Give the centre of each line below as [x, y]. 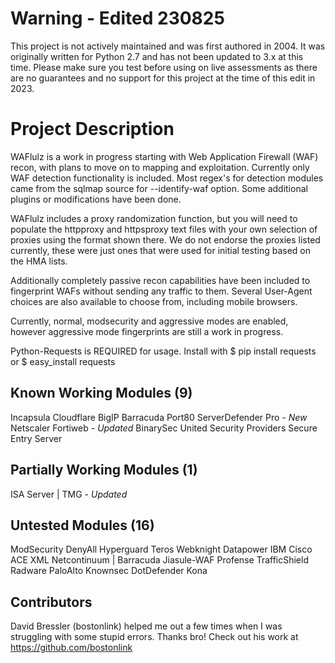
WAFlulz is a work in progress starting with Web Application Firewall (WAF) [164, 156]
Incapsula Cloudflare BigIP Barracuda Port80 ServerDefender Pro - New [159, 417]
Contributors [51, 602]
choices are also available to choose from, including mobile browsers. [154, 301]
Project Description [92, 129]
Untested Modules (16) [82, 525]
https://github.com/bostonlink [71, 648]
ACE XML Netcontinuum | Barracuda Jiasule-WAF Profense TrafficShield [159, 560]
